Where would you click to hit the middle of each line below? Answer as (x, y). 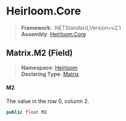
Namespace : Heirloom (49, 67)
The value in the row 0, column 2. (48, 101)
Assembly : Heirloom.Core (53, 34)
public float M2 (27, 112)
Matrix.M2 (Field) (40, 53)
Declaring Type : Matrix (50, 74)
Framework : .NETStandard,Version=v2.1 (71, 28)
